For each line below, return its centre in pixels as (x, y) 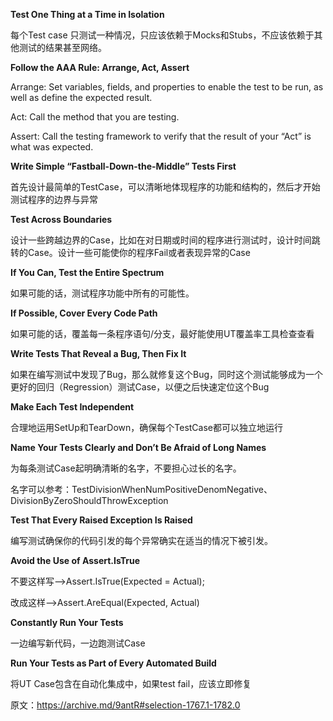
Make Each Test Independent (72, 407)
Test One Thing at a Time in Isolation (87, 14)
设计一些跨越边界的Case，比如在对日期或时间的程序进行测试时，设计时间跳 (165, 240)
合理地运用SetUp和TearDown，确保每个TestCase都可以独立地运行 (146, 427)
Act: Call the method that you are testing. (95, 117)
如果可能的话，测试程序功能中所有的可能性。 (102, 293)
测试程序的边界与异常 (54, 199)
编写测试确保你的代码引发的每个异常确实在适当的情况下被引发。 (141, 540)
